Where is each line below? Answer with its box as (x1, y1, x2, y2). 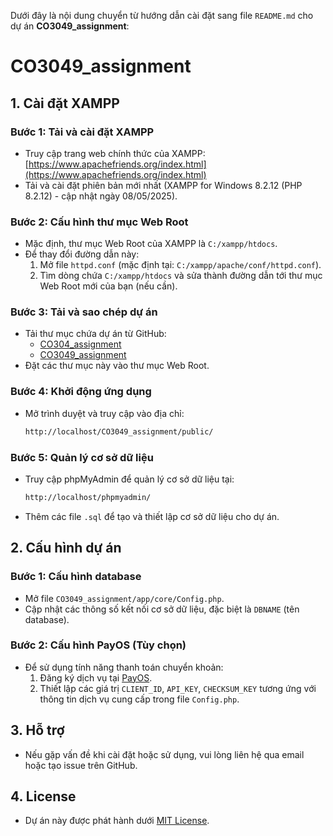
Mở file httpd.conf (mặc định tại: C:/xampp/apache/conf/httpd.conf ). (39, 259, 322, 271)
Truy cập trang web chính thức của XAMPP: (24, 147, 206, 159)
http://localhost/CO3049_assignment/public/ (24, 426, 214, 437)
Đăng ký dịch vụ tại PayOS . (39, 671, 153, 684)
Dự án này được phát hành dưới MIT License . (24, 815, 210, 827)
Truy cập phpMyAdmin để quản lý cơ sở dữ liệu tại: (24, 473, 235, 485)
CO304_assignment (39, 338, 122, 350)
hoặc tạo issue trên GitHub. (24, 759, 138, 771)
